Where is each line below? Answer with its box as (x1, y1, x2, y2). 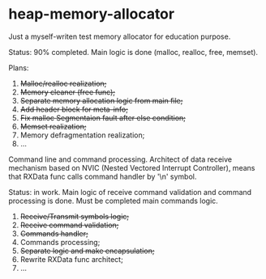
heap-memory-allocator (8, 5, 175, 23)
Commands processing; (19, 237, 101, 247)
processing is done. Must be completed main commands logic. (8, 196, 219, 205)
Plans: (8, 62, 29, 73)
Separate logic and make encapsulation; (19, 246, 155, 256)
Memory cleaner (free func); (19, 87, 116, 97)
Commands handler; (19, 228, 89, 239)
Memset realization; (19, 121, 87, 131)
